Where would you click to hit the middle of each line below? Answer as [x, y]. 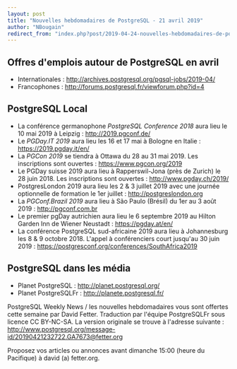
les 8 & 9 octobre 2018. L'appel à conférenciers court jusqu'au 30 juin [119, 238]
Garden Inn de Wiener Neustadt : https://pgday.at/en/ [95, 223]
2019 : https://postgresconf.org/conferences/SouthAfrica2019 [107, 246]
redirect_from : [30, 34]
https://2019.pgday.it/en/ [53, 148]
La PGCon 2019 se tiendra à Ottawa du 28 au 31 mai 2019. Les [108, 156]
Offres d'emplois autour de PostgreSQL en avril [113, 62]
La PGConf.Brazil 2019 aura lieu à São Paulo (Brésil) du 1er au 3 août [117, 201]
